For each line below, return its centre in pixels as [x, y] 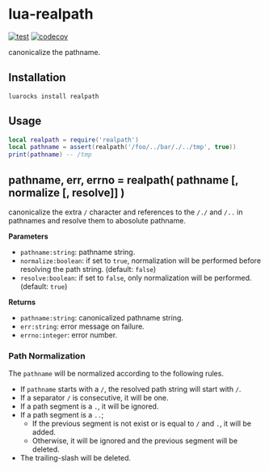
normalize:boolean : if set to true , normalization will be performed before [140, 261]
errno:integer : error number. [69, 335]
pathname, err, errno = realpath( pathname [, [124, 180]
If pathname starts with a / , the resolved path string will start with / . [130, 389]
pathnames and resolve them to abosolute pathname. [97, 221]
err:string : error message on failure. [82, 326]
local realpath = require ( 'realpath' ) [74, 140]
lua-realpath [51, 14]
